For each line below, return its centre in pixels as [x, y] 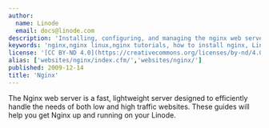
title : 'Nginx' [34, 75]
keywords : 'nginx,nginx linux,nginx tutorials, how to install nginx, [128, 46]
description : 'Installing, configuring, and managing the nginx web [125, 38]
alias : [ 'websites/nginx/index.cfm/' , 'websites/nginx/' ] [105, 61]
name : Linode [37, 23]
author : [21, 16]
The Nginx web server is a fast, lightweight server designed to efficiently [128, 98]
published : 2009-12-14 [46, 68]
